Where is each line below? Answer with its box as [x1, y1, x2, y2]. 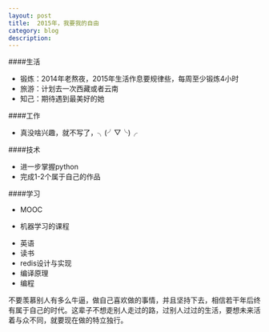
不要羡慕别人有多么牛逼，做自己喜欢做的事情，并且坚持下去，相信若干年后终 [8, 295, 261, 305]
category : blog [8, 26, 59, 34]
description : [8, 34, 52, 42]
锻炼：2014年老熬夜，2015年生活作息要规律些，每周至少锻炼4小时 [19, 74, 239, 84]
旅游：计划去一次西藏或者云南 [19, 84, 118, 94]
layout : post [8, 11, 52, 20]
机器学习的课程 [19, 222, 70, 231]
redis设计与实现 [19, 258, 72, 268]
